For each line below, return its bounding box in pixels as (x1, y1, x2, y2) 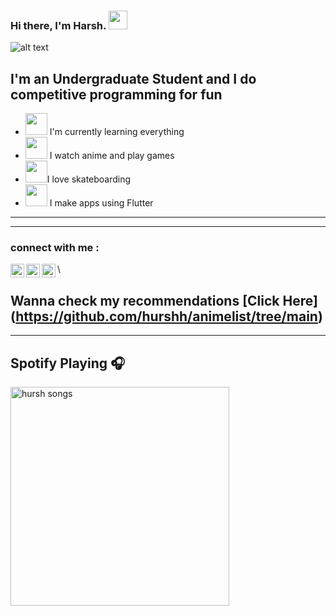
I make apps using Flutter (49, 197, 154, 209)
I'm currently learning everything (49, 126, 185, 138)
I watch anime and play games (49, 150, 175, 162)
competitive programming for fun (10, 86, 223, 103)
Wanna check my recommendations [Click (10, 292, 280, 309)
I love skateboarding (46, 173, 132, 185)
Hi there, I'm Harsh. (10, 18, 107, 32)
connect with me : (10, 241, 100, 255)
